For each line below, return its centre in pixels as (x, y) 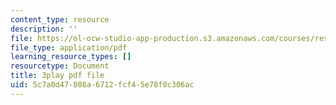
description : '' (44, 29)
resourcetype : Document (60, 66)
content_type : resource (60, 19)
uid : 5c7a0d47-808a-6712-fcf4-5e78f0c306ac (102, 85)
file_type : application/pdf (69, 47)
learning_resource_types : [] (71, 57)
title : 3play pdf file (57, 76)
